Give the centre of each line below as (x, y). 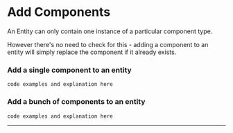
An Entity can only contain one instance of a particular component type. (110, 31)
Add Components (59, 12)
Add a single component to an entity (69, 70)
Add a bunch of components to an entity (76, 102)
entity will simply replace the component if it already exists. (92, 52)
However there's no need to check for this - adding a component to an (108, 44)
